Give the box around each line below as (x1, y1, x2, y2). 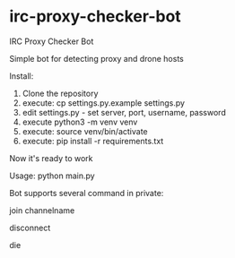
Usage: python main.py (9, 170, 96, 181)
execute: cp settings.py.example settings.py (22, 97, 186, 108)
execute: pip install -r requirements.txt (22, 135, 164, 146)
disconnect (9, 222, 51, 233)
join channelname (9, 204, 75, 216)
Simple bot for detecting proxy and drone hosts (9, 53, 184, 64)
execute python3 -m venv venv (22, 116, 138, 127)
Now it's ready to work (9, 152, 93, 163)
